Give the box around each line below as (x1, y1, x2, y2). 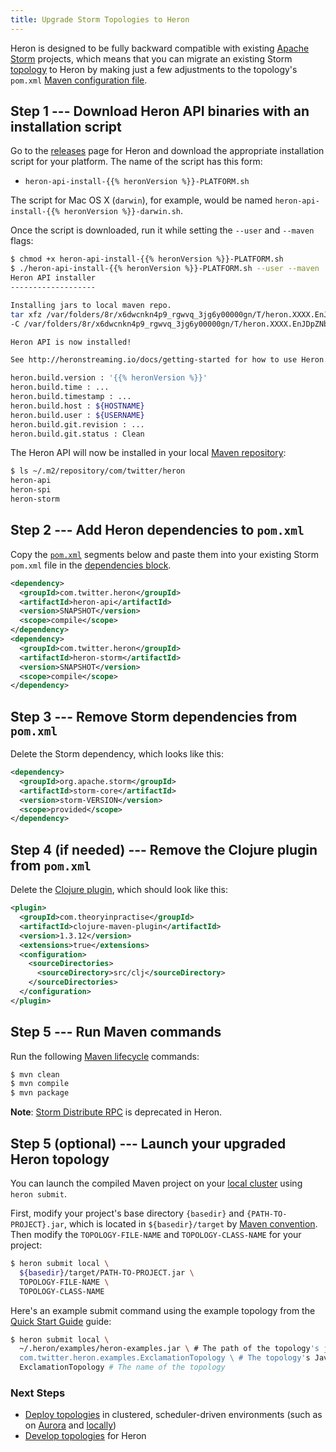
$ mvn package (10, 1088, 70, 1098)
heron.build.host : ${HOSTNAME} (10, 401, 145, 411)
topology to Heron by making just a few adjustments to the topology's (10, 63, 298, 75)
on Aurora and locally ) (24, 1419, 117, 1431)
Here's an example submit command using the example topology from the (10, 1304, 316, 1316)
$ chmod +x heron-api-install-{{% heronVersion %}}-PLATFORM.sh (10, 254, 284, 265)
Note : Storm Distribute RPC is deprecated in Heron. (10, 1106, 223, 1118)
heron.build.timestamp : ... (10, 392, 132, 402)
